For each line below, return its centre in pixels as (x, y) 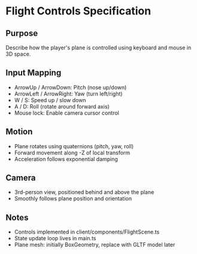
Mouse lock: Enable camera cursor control (66, 113)
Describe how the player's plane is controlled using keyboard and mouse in (99, 47)
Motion (19, 132)
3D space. (18, 54)
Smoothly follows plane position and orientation (73, 199)
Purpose (22, 33)
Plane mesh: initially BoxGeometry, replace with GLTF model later (95, 245)
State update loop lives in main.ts (55, 238)
